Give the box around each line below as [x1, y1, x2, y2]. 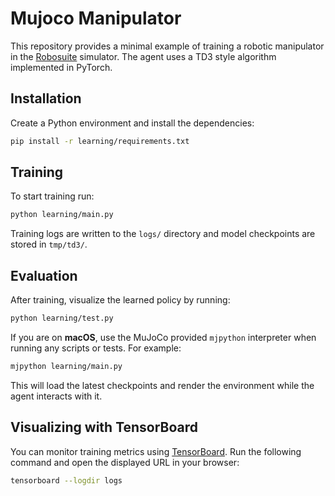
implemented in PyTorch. [10, 61, 113, 73]
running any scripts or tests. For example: [10, 342, 182, 354]
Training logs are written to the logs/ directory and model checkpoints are [10, 228, 316, 240]
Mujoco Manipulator [10, 7, 182, 30]
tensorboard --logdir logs [10, 475, 123, 486]
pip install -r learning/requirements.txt [10, 136, 190, 146]
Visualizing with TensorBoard [10, 419, 199, 436]
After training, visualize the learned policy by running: [10, 294, 231, 306]
